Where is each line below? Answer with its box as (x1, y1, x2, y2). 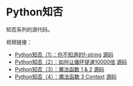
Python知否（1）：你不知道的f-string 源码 (14, 51, 113, 58)
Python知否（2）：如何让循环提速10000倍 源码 (14, 58, 127, 65)
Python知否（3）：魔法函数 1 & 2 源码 (14, 65, 105, 72)
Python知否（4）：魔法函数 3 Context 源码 (14, 73, 117, 80)
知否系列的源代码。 (6, 26, 53, 33)
